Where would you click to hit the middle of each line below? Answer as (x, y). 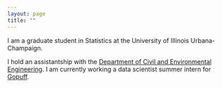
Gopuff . (18, 76)
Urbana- (203, 40)
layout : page (27, 14)
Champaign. (25, 48)
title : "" (22, 20)
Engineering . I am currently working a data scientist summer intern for (109, 69)
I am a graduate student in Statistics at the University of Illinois (98, 40)
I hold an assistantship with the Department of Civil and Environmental (110, 61)
